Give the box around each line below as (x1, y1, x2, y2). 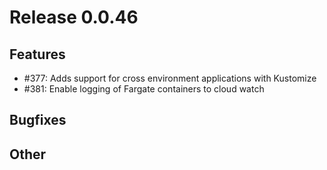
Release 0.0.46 (9, 6, 139, 29)
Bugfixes (9, 112, 67, 129)
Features (9, 46, 66, 63)
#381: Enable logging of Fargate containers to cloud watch (23, 83, 265, 95)
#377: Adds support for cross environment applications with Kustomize (23, 72, 317, 84)
